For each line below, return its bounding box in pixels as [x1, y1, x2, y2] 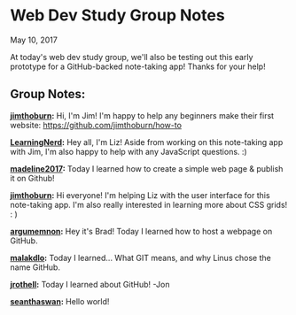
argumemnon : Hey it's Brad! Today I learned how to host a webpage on [10, 226, 273, 236]
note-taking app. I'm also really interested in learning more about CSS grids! [10, 199, 288, 210]
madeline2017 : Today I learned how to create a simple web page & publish [10, 163, 284, 173]
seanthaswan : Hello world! [10, 296, 110, 306]
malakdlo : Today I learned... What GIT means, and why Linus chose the [10, 252, 271, 263]
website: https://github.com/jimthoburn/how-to [10, 119, 183, 130]
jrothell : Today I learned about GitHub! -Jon [10, 279, 170, 289]
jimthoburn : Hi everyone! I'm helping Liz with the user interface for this [10, 189, 270, 200]
